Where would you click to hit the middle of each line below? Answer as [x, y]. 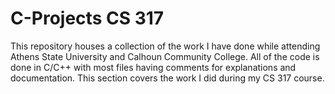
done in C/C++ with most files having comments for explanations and [153, 67]
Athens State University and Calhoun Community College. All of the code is [165, 56]
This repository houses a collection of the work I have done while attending [165, 46]
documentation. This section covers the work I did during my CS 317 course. [167, 78]
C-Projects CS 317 [87, 18]
